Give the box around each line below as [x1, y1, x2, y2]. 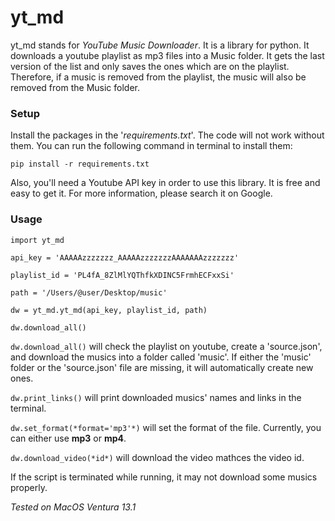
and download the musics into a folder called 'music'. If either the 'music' [10, 351, 312, 363]
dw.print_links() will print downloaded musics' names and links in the [10, 391, 302, 403]
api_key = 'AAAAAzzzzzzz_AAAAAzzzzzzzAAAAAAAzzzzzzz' [10, 252, 240, 263]
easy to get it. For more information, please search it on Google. [10, 187, 273, 200]
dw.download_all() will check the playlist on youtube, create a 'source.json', [10, 340, 323, 352]
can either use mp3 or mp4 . [10, 432, 127, 444]
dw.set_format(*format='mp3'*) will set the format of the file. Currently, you [10, 421, 322, 433]
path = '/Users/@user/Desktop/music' [10, 287, 168, 298]
